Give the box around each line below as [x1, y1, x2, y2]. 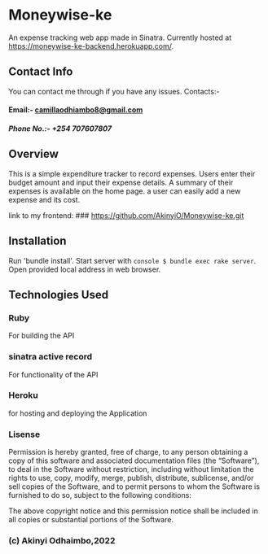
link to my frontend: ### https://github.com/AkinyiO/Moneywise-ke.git [8, 210, 244, 220]
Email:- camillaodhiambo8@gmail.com [8, 105, 143, 115]
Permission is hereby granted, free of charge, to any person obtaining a [8, 447, 248, 457]
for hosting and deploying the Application [8, 408, 147, 418]
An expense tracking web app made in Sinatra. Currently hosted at [8, 33, 232, 42]
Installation [8, 234, 67, 248]
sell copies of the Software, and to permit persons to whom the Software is [8, 482, 261, 491]
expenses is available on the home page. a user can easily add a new [8, 185, 241, 196]
